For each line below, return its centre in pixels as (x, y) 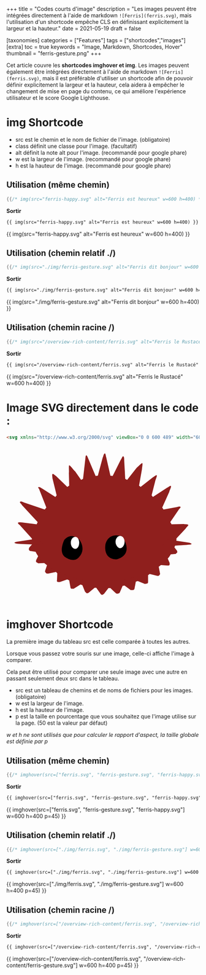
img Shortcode (45, 123)
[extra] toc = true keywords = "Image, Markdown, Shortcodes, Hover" (94, 47)
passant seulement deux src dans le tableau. (63, 679)
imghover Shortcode (60, 625)
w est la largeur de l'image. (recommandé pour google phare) (93, 159)
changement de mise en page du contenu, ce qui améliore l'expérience (96, 91)
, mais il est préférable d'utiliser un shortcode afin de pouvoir (116, 78)
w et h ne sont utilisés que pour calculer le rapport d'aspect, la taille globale (103, 735)
